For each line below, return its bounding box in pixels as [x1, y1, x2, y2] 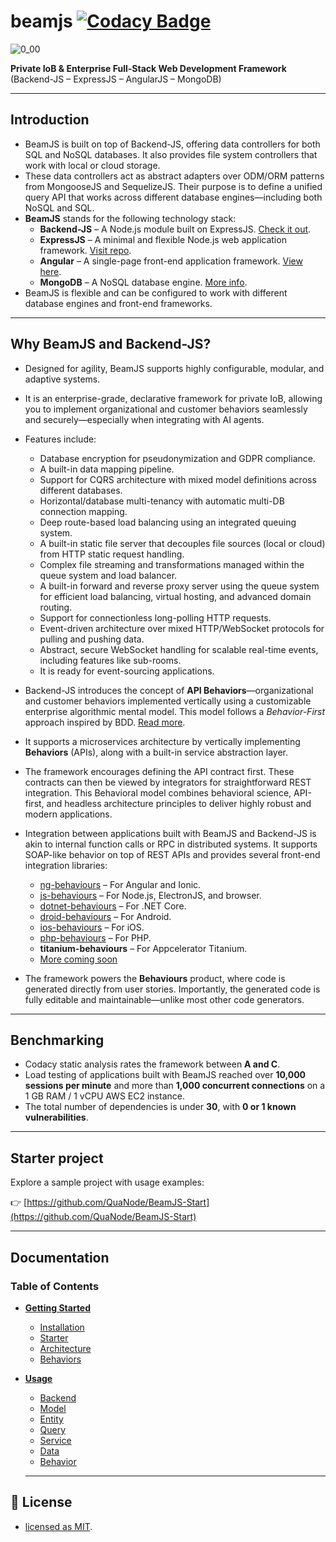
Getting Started [24, 1301, 92, 1314]
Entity [39, 1413, 64, 1425]
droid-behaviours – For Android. [39, 910, 172, 922]
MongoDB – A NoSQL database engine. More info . [39, 276, 248, 288]
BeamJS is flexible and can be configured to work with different [24, 286, 288, 299]
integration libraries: [24, 859, 108, 871]
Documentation [10, 1249, 110, 1266]
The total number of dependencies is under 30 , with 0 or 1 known [24, 1101, 297, 1113]
